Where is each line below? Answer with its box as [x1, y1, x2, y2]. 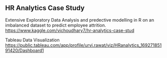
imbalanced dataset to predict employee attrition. [5, 22, 106, 28]
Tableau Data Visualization [5, 37, 60, 43]
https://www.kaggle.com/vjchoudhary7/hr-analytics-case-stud [5, 27, 135, 33]
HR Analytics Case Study [5, 4, 85, 12]
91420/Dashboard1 [5, 47, 44, 53]
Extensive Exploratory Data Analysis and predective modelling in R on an [5, 17, 155, 23]
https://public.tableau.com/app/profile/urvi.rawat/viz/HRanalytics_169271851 [5, 42, 162, 48]
